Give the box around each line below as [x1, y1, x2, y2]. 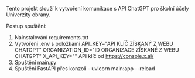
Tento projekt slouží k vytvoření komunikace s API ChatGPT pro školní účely [6, 5, 189, 12]
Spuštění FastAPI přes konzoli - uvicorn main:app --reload [14, 65, 155, 72]
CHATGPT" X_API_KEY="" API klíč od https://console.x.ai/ [14, 53, 154, 59]
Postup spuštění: [6, 23, 47, 29]
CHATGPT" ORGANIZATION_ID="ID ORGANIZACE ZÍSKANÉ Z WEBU [14, 46, 180, 53]
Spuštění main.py [14, 59, 57, 66]
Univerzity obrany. [6, 11, 51, 18]
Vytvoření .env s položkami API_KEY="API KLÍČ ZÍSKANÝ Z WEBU [14, 40, 174, 47]
